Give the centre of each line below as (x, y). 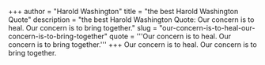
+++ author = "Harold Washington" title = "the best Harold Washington (123, 11)
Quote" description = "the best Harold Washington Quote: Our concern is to (131, 20)
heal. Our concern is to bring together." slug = (83, 28)
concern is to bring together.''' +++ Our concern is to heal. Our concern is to (132, 45)
